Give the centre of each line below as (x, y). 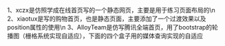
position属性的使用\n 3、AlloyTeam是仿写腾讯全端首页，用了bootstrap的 (110, 27)
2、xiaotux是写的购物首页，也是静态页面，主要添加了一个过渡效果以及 (107, 19)
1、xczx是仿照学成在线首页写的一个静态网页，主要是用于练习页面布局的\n (111, 10)
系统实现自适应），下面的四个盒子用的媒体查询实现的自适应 (120, 36)
